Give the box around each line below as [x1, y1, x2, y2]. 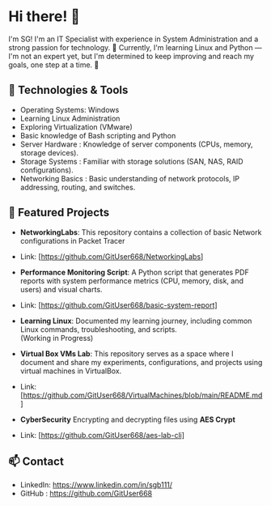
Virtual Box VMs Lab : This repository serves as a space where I [19, 348, 234, 359]
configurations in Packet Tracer [19, 236, 125, 245]
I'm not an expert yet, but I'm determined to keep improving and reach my [8, 51, 255, 61]
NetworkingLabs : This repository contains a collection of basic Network [19, 227, 262, 237]
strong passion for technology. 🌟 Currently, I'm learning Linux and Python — [8, 42, 263, 52]
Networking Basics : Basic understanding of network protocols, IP [19, 173, 240, 183]
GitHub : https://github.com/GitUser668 [19, 489, 153, 499]
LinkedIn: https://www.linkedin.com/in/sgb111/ [19, 480, 172, 490]
